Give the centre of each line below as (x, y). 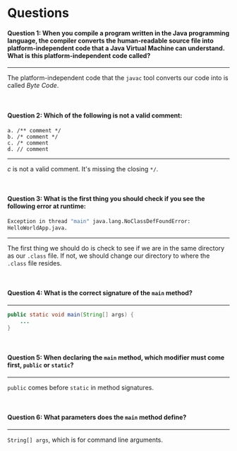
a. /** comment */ (34, 130)
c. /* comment (28, 143)
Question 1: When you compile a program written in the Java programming (119, 33)
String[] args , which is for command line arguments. (85, 440)
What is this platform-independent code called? (79, 55)
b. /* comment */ (33, 137)
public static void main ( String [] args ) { (71, 314)
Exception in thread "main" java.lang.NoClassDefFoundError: (99, 221)
